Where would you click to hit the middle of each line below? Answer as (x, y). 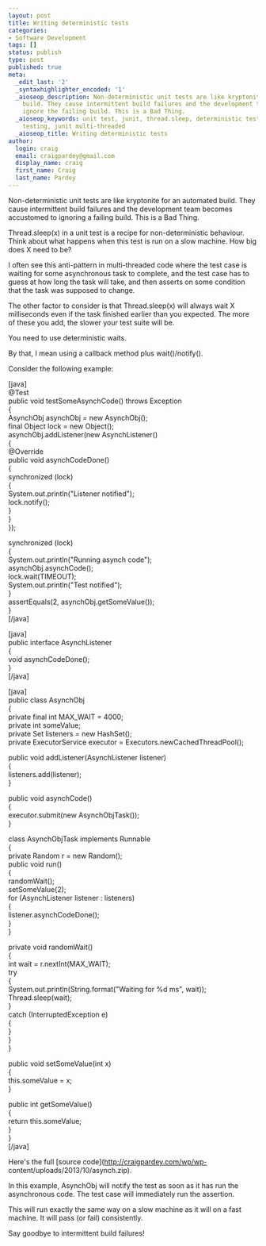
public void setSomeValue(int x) (60, 1063)
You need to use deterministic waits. (67, 337)
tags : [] (23, 45)
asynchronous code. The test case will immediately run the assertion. (122, 1194)
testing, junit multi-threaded (74, 126)
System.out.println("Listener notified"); (71, 494)
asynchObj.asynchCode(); (51, 567)
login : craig (37, 148)
